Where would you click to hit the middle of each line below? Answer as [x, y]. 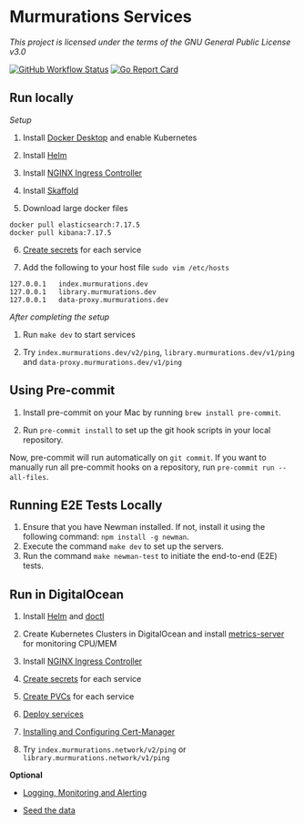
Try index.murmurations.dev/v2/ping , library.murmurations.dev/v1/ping [159, 351]
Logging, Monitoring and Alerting [85, 793]
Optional [26, 775]
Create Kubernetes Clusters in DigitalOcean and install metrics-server [153, 634]
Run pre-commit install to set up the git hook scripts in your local [147, 430]
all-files [28, 477]
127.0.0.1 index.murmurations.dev [79, 284]
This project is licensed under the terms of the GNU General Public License [150, 42]
